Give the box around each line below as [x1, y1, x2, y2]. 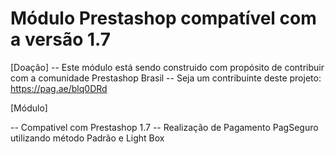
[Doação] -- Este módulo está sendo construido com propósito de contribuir [10, 61, 325, 73]
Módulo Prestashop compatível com [10, 7, 317, 30]
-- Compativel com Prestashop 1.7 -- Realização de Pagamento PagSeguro [10, 121, 319, 133]
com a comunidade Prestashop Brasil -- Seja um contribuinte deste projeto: [10, 72, 322, 84]
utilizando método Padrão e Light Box [10, 132, 165, 144]
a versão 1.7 [10, 28, 111, 51]
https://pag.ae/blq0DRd [10, 82, 108, 94]
